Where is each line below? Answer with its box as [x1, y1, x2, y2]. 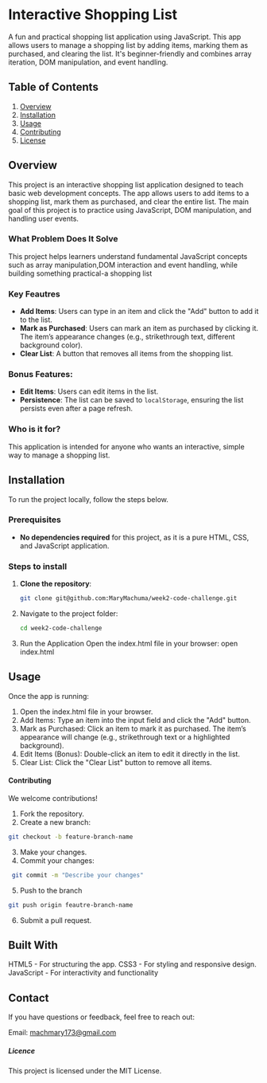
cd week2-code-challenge [19, 624, 103, 633]
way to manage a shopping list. [8, 450, 110, 460]
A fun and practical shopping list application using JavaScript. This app [8, 32, 242, 41]
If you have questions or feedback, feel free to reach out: [8, 1012, 195, 1022]
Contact [8, 991, 49, 1005]
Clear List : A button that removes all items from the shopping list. [19, 349, 234, 359]
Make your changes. [19, 847, 87, 857]
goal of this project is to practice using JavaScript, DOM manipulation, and [8, 205, 252, 214]
